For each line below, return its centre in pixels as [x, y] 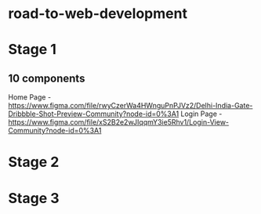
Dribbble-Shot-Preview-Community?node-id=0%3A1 [94, 114]
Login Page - [201, 114]
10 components [47, 78]
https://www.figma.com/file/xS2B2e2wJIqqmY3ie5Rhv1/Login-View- [119, 122]
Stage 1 [33, 50]
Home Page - [30, 97]
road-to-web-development [98, 14]
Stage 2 [34, 162]
